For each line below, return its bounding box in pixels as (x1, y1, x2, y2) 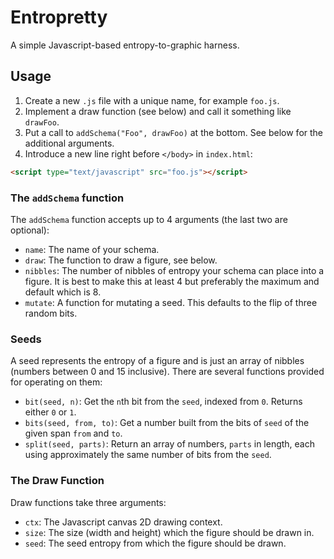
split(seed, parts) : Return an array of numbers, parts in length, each (24, 438, 316, 450)
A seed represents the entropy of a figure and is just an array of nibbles (10, 355, 305, 367)
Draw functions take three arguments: (10, 496, 167, 508)
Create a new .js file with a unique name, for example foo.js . (24, 94, 280, 106)
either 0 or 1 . (24, 406, 77, 418)
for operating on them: (10, 376, 103, 388)
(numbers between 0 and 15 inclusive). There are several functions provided (10, 366, 325, 378)
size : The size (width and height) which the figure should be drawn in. (24, 526, 315, 538)
